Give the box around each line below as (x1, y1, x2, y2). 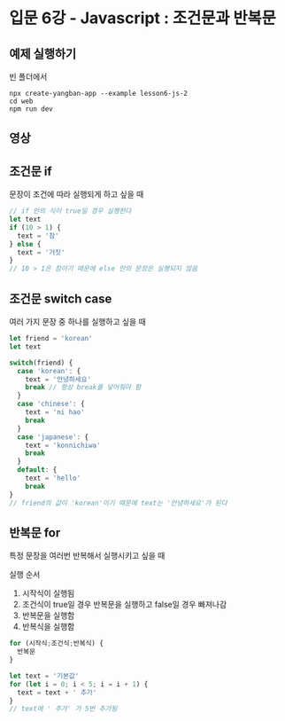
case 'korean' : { (17, 366, 81, 375)
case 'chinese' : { (17, 400, 86, 409)
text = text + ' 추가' (17, 688, 97, 697)
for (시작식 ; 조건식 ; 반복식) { (9, 639, 104, 648)
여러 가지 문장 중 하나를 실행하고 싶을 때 (9, 317, 146, 327)
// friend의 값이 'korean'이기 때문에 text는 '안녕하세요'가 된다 (9, 498, 227, 507)
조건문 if (9, 163, 52, 178)
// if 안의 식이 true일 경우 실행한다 (9, 207, 132, 216)
